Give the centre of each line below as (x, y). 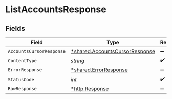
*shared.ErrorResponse (99, 70)
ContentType (23, 60)
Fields (15, 28)
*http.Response (90, 89)
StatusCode (21, 79)
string (78, 61)
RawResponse (23, 89)
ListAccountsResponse (56, 9)
